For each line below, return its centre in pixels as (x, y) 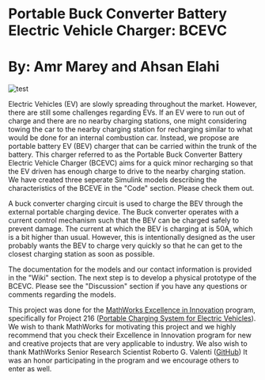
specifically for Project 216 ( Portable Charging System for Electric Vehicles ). (132, 318)
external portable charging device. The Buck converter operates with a (123, 212)
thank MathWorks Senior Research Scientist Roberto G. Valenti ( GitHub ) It (128, 352)
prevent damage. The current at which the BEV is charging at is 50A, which (131, 229)
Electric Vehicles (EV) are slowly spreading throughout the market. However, (132, 104)
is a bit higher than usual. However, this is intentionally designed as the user (132, 237)
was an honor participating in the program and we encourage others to (124, 360)
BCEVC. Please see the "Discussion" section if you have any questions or (128, 287)
